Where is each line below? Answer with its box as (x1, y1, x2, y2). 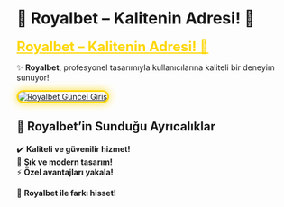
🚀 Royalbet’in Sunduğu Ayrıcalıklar (16, 119, 216, 134)
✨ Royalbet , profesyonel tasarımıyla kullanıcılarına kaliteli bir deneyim (16, 62, 275, 73)
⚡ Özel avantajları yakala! (16, 166, 114, 177)
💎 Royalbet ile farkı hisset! (16, 187, 117, 198)
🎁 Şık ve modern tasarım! (16, 157, 114, 167)
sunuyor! (16, 72, 50, 83)
